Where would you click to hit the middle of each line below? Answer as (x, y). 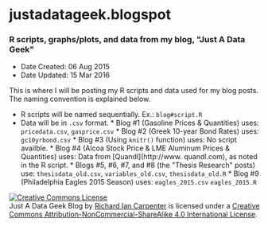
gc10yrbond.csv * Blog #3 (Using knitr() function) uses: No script (128, 140)
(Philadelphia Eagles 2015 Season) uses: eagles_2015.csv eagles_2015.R (138, 182)
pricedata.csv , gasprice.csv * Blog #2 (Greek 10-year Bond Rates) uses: (140, 131)
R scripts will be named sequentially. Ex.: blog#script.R (111, 115)
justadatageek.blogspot (90, 15)
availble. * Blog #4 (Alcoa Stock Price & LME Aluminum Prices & (125, 148)
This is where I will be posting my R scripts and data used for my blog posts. (134, 91)
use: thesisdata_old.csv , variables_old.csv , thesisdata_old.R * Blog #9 (140, 173)
